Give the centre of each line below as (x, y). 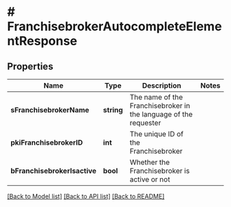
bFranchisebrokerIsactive (54, 171)
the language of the (161, 114)
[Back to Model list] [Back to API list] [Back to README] (86, 196)
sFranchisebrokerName (50, 110)
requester (145, 123)
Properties (30, 66)
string (113, 110)
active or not (150, 179)
